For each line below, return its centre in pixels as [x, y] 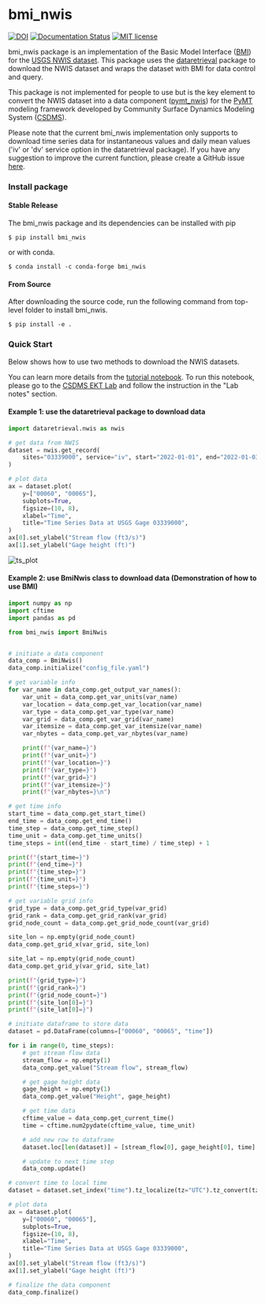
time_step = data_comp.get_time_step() [74, 828]
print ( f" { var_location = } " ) [67, 763]
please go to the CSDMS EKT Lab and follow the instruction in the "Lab [123, 385]
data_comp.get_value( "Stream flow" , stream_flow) [106, 1068]
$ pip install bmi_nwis [47, 238]
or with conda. [32, 252]
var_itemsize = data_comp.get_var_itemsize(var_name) [112, 727]
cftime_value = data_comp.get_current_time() [99, 1118]
